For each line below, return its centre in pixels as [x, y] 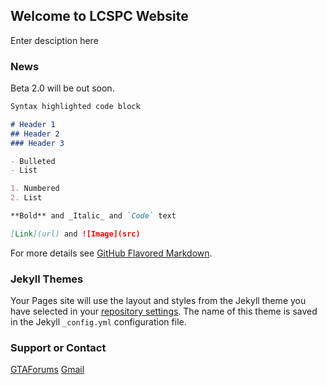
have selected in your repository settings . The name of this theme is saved [164, 311]
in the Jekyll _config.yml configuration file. [98, 322]
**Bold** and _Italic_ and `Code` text [93, 216]
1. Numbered [35, 189]
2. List [26, 198]
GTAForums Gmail [47, 370]
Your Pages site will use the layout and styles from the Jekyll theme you [158, 301]
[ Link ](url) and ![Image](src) [75, 234]
